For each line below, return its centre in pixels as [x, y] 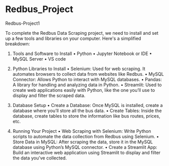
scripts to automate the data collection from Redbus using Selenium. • [86, 136]
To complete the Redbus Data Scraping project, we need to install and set [82, 33]
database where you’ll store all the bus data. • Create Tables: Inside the [87, 110]
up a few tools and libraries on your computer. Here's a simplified [73, 38]
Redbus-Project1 [23, 23]
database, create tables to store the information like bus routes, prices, [86, 116]
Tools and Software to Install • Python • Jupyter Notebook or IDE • [82, 53]
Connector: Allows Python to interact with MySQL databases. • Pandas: [87, 79]
